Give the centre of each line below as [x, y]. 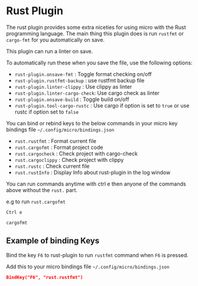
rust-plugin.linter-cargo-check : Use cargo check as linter [87, 93]
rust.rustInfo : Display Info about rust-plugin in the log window [92, 172]
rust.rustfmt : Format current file [55, 141]
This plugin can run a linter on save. [50, 51]
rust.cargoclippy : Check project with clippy [69, 160]
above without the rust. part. [42, 190]
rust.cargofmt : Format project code [59, 147]
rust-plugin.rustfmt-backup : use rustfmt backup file [79, 80]
